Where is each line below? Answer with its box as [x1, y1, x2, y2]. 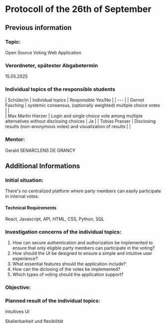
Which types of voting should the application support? [12, 271, 124, 277]
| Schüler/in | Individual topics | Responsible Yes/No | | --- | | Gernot [5, 97, 145, 103]
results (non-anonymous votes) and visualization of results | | [5, 124, 131, 130]
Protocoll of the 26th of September [5, 3, 152, 15]
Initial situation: [5, 177, 44, 184]
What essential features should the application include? [12, 261, 126, 267]
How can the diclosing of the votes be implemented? [12, 266, 121, 272]
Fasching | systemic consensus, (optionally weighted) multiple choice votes [5, 102, 160, 108]
